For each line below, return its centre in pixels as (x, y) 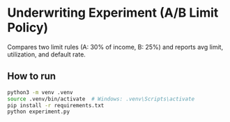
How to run (32, 76)
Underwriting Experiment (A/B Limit (113, 13)
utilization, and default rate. (46, 54)
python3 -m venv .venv (40, 92)
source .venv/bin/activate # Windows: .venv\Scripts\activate (101, 99)
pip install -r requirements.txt (56, 105)
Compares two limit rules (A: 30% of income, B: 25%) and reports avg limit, (115, 47)
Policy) (28, 28)
